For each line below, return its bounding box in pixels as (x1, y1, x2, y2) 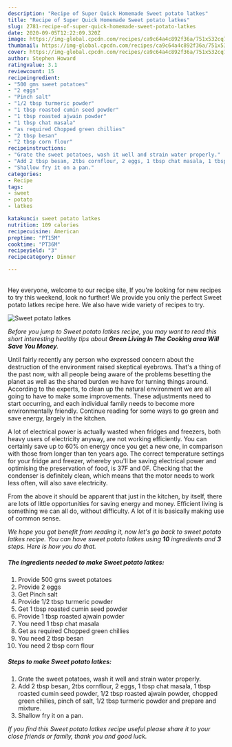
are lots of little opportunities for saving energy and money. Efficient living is (8, 500, 224, 507)
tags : (8, 184, 23, 191)
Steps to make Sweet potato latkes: (8, 657, 112, 666)
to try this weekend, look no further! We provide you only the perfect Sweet (8, 293, 222, 301)
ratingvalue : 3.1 (8, 61, 58, 68)
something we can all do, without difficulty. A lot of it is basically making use (8, 507, 224, 515)
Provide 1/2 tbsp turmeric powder (17, 597, 113, 605)
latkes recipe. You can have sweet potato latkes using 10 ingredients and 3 (8, 535, 222, 543)
